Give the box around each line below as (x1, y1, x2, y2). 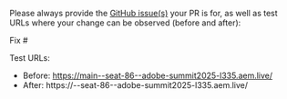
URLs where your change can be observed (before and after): (9, 17, 241, 28)
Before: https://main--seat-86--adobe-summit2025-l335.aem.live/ (22, 70, 273, 81)
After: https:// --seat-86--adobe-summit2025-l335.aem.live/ (22, 80, 249, 90)
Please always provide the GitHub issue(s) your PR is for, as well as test (9, 8, 278, 18)
